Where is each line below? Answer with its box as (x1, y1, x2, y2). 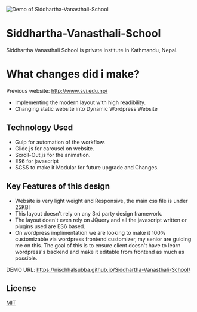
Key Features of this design (6, 181, 110, 192)
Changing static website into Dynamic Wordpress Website (14, 105, 158, 112)
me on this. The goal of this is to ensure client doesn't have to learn (14, 241, 181, 249)
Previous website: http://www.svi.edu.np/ (6, 87, 108, 94)
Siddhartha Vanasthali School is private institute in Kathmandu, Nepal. (6, 46, 178, 53)
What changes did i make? (6, 68, 140, 81)
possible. (14, 255, 38, 262)
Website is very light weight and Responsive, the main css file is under (14, 197, 188, 204)
